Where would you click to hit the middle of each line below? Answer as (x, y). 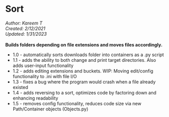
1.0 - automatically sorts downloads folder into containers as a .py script (88, 55)
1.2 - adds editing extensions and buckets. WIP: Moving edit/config (83, 71)
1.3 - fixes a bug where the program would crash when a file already (84, 82)
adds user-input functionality (43, 65)
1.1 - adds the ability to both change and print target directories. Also (84, 60)
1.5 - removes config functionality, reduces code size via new (77, 103)
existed (20, 87)
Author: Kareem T (24, 23)
